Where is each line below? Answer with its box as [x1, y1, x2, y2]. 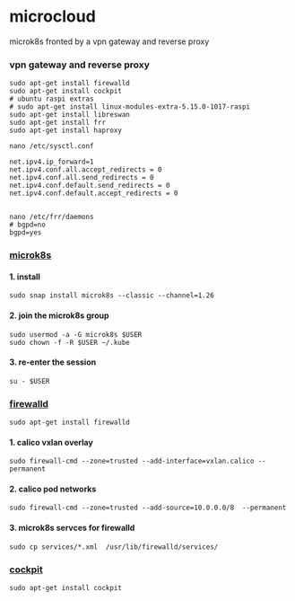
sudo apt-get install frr [9, 119, 106, 128]
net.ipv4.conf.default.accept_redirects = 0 [9, 189, 178, 199]
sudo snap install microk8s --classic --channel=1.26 [9, 291, 215, 300]
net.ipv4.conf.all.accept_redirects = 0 [9, 165, 163, 174]
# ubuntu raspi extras [9, 94, 94, 104]
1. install [9, 271, 40, 282]
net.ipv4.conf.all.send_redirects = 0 [9, 173, 154, 182]
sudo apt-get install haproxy [9, 126, 123, 136]
